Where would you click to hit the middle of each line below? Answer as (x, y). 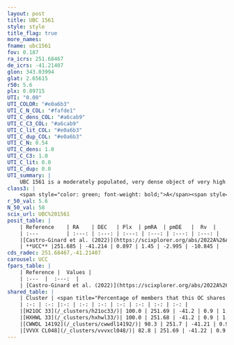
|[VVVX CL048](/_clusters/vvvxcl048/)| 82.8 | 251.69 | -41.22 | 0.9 (123, 330)
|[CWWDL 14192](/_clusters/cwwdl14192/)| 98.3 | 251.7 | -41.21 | (118, 324)
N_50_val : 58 (26, 208)
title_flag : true (32, 33)
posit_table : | (29, 220)
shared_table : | (31, 292)
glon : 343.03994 (31, 72)
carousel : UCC (28, 259)
